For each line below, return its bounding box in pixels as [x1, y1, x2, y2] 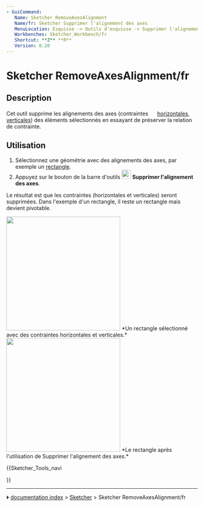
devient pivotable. [6, 204, 52, 211]
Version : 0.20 [14, 43, 50, 49]
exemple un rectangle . [15, 163, 72, 170]
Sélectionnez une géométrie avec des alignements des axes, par [15, 156, 177, 164]
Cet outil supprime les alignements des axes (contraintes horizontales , [6, 110, 190, 117]
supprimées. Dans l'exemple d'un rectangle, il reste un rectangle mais [6, 198, 181, 205]
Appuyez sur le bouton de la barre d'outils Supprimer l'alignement [15, 173, 194, 180]
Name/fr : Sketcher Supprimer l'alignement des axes [14, 20, 148, 26]
